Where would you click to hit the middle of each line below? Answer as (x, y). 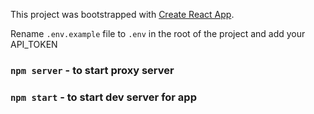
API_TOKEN (34, 44)
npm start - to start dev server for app (103, 97)
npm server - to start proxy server (92, 70)
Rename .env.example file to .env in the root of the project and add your (158, 33)
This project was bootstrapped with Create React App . (122, 14)
